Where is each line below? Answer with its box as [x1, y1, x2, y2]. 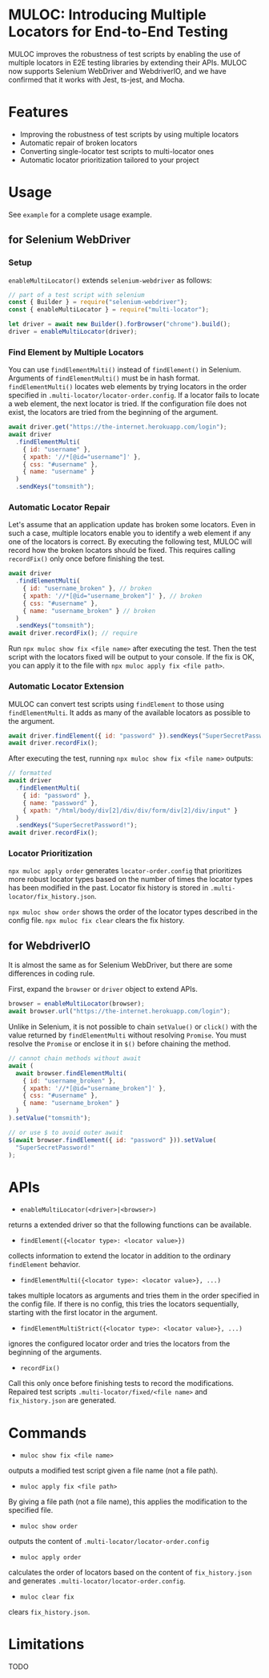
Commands [8, 1424, 87, 1442]
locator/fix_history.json [8, 893, 94, 901]
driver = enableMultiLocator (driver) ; [8, 327, 138, 335]
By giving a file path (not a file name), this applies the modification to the [8, 1497, 248, 1506]
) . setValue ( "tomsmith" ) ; [8, 1114, 91, 1122]
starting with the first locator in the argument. [8, 1308, 158, 1318]
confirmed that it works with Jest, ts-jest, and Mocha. [8, 75, 186, 84]
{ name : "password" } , [22, 798, 98, 807]
